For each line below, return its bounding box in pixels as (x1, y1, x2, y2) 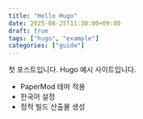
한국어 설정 (19, 92, 56, 101)
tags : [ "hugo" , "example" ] (8, 34, 99, 43)
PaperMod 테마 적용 (19, 82, 86, 92)
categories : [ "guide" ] (8, 42, 85, 50)
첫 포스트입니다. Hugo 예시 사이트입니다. (8, 65, 137, 75)
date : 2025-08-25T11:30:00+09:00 (8, 19, 121, 27)
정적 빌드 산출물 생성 (19, 102, 86, 112)
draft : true (8, 27, 48, 35)
